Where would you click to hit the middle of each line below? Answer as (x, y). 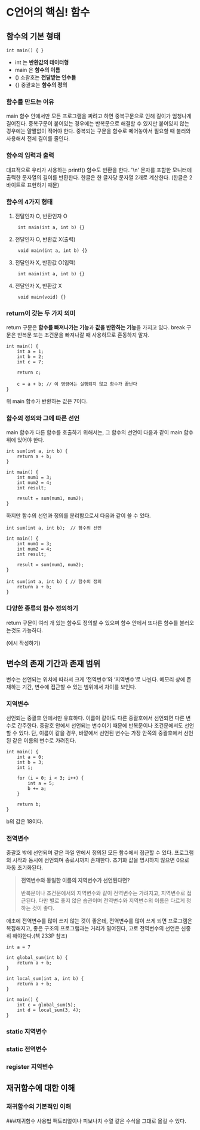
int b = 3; (30, 762)
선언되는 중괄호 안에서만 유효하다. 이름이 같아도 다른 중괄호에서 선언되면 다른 (96, 718)
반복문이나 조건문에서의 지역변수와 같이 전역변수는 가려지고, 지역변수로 (103, 893)
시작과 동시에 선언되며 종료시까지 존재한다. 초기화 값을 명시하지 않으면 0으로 (101, 860)
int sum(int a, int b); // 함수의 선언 (54, 528)
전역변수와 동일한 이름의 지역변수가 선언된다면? (75, 880)
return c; (29, 372)
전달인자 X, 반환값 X (38, 285)
